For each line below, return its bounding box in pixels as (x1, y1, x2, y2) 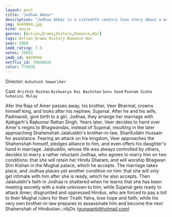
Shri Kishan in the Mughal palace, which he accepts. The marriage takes (5, 162, 158, 168)
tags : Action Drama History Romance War (5, 36, 93, 41)
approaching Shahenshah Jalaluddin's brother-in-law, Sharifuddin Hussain (5, 130, 163, 136)
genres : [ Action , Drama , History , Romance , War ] (5, 31, 102, 36)
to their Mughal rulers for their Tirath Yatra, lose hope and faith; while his (5, 195, 159, 201)
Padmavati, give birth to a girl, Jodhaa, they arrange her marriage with (5, 113, 154, 120)
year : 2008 (5, 41, 29, 46)
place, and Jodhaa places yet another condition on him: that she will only (5, 168, 160, 174)
